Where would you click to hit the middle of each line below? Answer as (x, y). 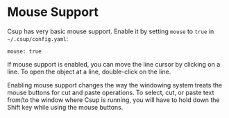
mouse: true (24, 51)
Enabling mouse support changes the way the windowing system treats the (115, 85)
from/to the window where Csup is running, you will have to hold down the (113, 100)
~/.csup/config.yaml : (38, 38)
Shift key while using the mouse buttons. (65, 107)
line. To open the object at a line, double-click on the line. (89, 71)
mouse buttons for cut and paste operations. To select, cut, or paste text (111, 92)
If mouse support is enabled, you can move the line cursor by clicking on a (114, 64)
